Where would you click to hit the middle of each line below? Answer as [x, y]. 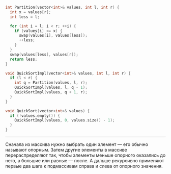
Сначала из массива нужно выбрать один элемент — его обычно [77, 144]
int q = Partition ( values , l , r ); [51, 83]
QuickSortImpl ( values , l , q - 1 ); [51, 88]
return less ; [24, 59]
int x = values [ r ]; [31, 12]
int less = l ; [25, 17]
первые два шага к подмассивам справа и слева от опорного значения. [84, 166]
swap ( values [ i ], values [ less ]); [53, 36]
